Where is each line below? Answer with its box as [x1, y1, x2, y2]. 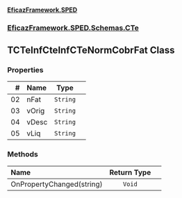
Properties [7, 65, 44, 74]
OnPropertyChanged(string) [10, 179, 103, 189]
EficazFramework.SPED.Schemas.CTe [7, 23, 139, 33]
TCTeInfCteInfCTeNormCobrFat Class [7, 44, 175, 56]
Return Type [109, 167, 151, 177]
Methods [7, 149, 38, 159]
